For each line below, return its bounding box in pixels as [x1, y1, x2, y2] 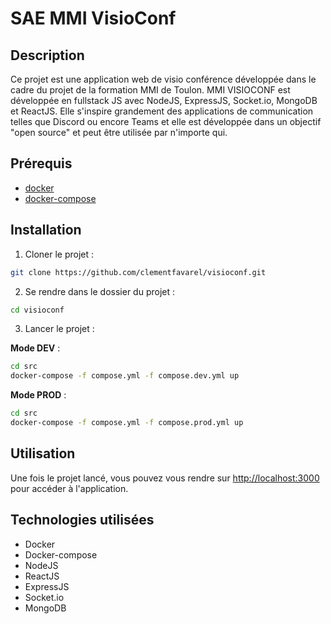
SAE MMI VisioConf [10, 7, 177, 30]
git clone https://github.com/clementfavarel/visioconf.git [10, 267, 267, 277]
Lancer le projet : [24, 323, 95, 335]
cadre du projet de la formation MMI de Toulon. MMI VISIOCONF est [10, 84, 291, 96]
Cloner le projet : [24, 248, 95, 260]
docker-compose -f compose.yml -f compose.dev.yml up [10, 371, 240, 381]
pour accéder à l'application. [10, 482, 129, 494]
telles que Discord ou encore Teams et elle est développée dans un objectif [10, 116, 322, 127]
